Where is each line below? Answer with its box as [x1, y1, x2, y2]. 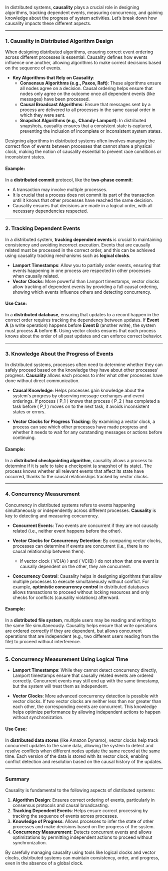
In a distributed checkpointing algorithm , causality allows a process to [5, 457, 152, 463]
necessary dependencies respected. [12, 208, 88, 214]
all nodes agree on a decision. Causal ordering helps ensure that [19, 85, 153, 92]
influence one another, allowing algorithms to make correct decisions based [5, 60, 161, 66]
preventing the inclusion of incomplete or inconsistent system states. [19, 128, 162, 134]
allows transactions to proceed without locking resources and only [12, 589, 150, 595]
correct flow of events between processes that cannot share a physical [5, 143, 152, 149]
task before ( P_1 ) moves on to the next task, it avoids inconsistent [12, 403, 149, 409]
